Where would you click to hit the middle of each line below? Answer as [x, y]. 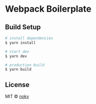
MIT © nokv [17, 97]
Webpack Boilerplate [48, 9]
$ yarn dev [16, 56]
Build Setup [23, 27]
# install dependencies [29, 38]
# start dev [17, 52]
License [17, 85]
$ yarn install [20, 42]
